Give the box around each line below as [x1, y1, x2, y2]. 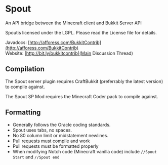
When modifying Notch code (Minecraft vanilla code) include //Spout [12, 148, 157, 154]
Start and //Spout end [12, 154, 60, 160]
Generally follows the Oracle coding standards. [12, 121, 111, 128]
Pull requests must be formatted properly [12, 143, 99, 149]
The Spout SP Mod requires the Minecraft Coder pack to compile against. [5, 93, 158, 99]
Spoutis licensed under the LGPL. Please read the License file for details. [5, 29, 157, 35]
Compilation [5, 65, 45, 73]
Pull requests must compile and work [12, 138, 90, 144]
